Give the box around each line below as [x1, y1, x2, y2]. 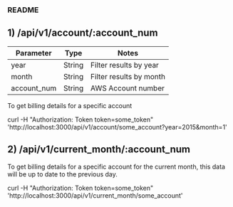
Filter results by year [90, 60, 159, 70]
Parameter [15, 48, 52, 58]
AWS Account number [90, 83, 165, 93]
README [7, 5, 39, 15]
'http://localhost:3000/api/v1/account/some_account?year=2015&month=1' [7, 122, 228, 131]
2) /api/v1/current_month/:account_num [7, 144, 191, 156]
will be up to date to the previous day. [7, 169, 118, 179]
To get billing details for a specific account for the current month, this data [7, 162, 226, 171]
